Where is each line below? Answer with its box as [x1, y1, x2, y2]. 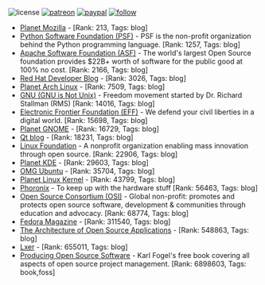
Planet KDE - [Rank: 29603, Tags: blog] [19, 158, 149, 167]
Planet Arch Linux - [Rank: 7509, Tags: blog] [19, 82, 166, 91]
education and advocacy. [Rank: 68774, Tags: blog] [19, 209, 189, 218]
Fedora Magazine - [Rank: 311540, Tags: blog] [19, 217, 171, 226]
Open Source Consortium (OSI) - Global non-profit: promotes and [19, 191, 235, 201]
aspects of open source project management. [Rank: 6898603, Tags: [19, 259, 247, 268]
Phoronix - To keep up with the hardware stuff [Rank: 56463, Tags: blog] [19, 183, 259, 192]
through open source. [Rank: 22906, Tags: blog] [19, 149, 178, 159]
